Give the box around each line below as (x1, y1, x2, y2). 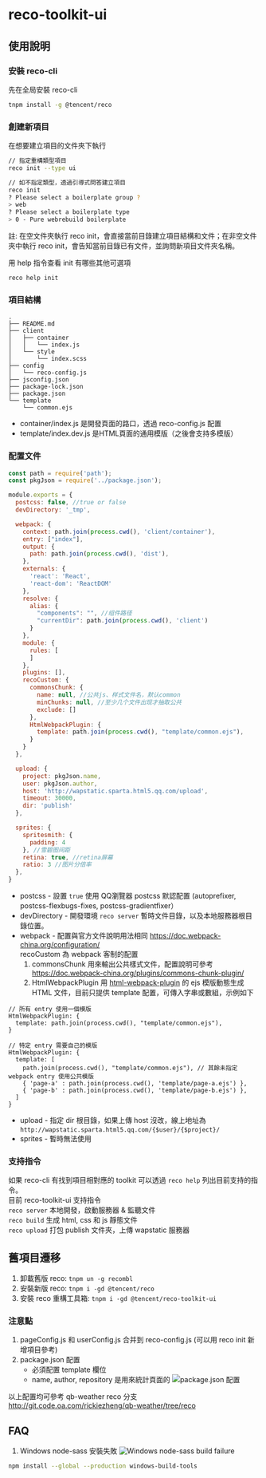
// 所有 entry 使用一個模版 (8, 1006, 92, 1014)
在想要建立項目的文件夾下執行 (8, 141, 106, 151)
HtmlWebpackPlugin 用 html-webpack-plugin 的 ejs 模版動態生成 (31, 978, 244, 987)
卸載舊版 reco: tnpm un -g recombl (19, 1274, 134, 1283)
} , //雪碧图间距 (22, 846, 70, 854)
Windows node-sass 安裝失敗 (19, 1446, 118, 1456)
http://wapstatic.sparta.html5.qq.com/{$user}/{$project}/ (19, 1126, 221, 1134)
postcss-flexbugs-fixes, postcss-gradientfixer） (19, 901, 178, 911)
